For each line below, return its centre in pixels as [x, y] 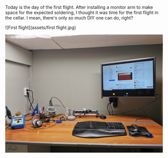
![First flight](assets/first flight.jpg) [41, 27]
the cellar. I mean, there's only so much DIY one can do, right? [69, 18]
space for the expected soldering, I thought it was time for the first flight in [82, 12]
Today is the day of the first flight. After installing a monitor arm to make [79, 7]
